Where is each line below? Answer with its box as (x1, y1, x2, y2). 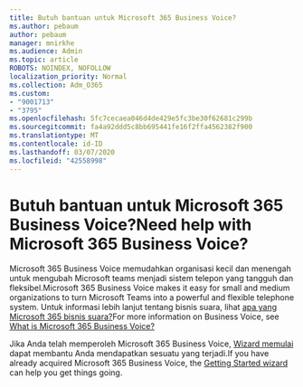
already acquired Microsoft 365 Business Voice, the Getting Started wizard (9, 358, 289, 369)
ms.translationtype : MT (9, 131, 99, 140)
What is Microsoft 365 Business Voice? (9, 321, 156, 332)
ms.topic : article (9, 55, 79, 64)
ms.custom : (9, 89, 51, 98)
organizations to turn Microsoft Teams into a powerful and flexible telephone (9, 292, 295, 303)
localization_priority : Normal (9, 72, 128, 81)
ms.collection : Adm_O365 (9, 80, 103, 90)
